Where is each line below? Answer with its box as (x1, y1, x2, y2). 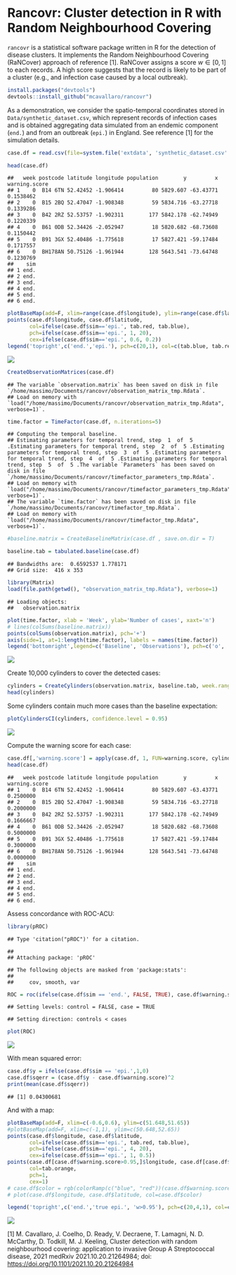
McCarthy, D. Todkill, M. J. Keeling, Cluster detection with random (7, 1237, 198, 1245)
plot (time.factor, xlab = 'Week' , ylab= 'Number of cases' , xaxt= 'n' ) (7, 616, 216, 623)
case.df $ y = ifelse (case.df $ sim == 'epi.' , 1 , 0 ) (7, 1068, 150, 1075)
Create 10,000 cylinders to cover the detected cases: (7, 669, 161, 678)
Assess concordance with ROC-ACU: (7, 909, 114, 918)
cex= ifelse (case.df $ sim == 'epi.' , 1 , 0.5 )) (29, 1152, 156, 1159)
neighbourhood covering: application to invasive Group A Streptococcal (7, 1245, 215, 1253)
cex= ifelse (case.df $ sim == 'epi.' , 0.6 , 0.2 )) (29, 336, 162, 343)
